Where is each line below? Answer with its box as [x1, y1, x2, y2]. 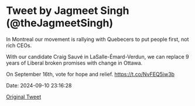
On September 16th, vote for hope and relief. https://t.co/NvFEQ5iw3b [6, 70, 175, 77]
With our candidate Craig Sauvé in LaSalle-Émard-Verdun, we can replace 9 [6, 53, 189, 60]
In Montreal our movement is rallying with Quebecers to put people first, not [6, 36, 189, 43]
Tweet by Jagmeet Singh [6, 4, 129, 17]
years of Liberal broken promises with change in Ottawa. [6, 59, 143, 66]
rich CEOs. [6, 42, 32, 49]
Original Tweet [6, 93, 42, 100]
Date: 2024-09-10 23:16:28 [6, 82, 72, 89]
